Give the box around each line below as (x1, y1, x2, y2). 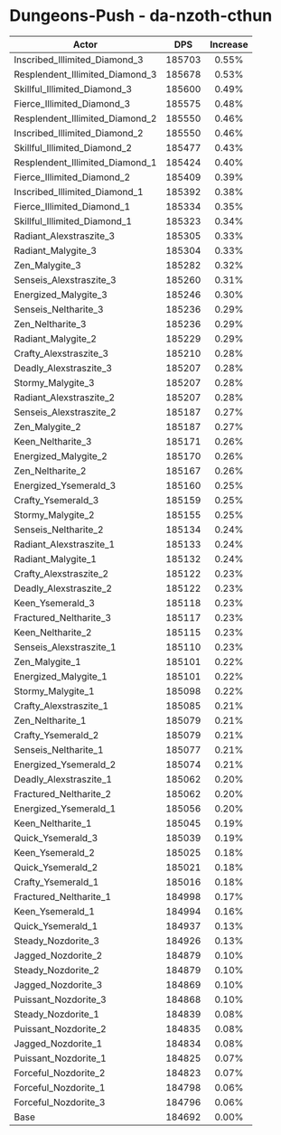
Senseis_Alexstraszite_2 (14, 406, 117, 418)
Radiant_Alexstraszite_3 (14, 230, 116, 242)
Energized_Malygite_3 (14, 288, 108, 301)
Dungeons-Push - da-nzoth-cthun (9, 5, 273, 26)
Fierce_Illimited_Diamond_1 (14, 200, 131, 212)
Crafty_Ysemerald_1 (14, 876, 99, 888)
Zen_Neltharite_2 (14, 464, 87, 477)
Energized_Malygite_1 (14, 670, 108, 682)
